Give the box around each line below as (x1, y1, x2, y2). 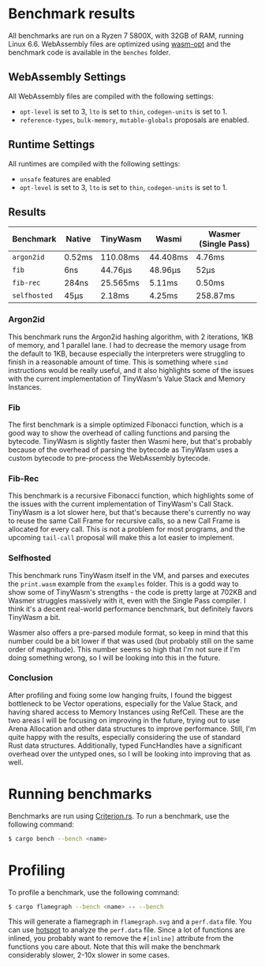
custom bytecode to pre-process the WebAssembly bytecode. (8, 453, 211, 462)
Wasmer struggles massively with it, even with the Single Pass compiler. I (8, 596, 246, 605)
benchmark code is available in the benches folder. (8, 47, 171, 57)
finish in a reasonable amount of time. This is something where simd (8, 357, 229, 367)
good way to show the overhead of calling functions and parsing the (8, 427, 230, 438)
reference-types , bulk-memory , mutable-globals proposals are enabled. (19, 115, 250, 125)
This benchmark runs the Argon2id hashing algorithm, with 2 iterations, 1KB (8, 332, 254, 342)
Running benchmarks (8, 786, 152, 803)
